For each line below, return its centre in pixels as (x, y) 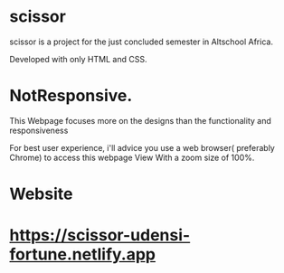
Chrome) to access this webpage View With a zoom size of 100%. (132, 157)
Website (41, 194)
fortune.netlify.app (83, 254)
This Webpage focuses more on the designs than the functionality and (140, 120)
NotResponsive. (71, 96)
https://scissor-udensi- (100, 235)
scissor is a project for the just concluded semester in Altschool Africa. (142, 42)
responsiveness (39, 130)
